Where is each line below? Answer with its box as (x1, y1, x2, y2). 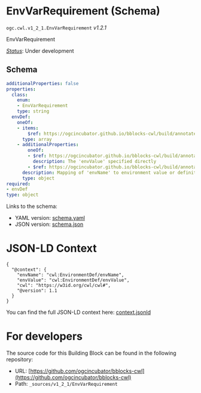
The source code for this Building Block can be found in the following (6, 349, 176, 356)
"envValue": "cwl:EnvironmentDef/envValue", (17, 277, 130, 283)
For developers (6, 329, 83, 343)
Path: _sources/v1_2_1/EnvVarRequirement (14, 380, 118, 387)
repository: (6, 356, 33, 363)
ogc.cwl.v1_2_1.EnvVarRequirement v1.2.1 (6, 24, 106, 31)
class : (11, 92, 28, 98)
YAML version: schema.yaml (14, 214, 86, 222)
